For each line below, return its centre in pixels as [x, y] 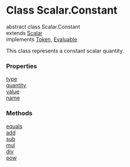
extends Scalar [25, 33]
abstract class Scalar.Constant [43, 27]
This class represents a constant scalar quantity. [65, 50]
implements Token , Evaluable [42, 39]
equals [14, 126]
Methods [19, 113]
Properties [22, 66]
